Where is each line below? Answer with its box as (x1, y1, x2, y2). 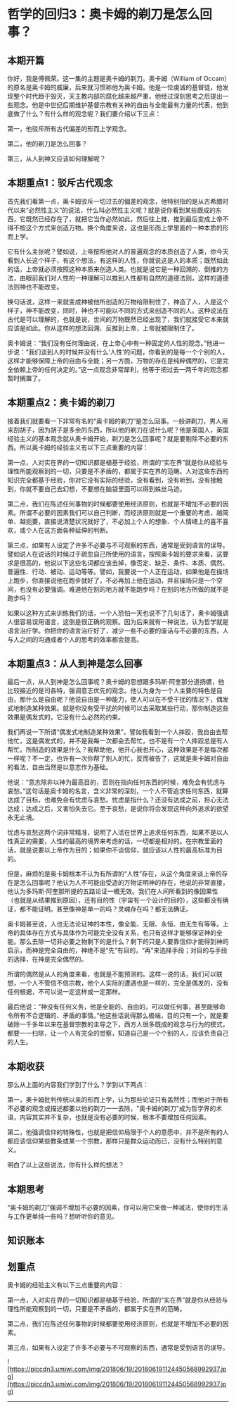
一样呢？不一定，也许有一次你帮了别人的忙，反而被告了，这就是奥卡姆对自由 (7, 755, 229, 763)
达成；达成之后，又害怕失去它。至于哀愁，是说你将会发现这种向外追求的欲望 (7, 805, 229, 813)
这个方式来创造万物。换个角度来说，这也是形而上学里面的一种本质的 (25, 223, 223, 232)
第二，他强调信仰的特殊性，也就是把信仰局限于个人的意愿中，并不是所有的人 (7, 1128, 229, 1136)
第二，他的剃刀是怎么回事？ (7, 139, 88, 148)
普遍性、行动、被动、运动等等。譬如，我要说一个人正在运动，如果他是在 (7, 567, 216, 576)
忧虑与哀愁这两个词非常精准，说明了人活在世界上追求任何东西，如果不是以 (7, 828, 223, 837)
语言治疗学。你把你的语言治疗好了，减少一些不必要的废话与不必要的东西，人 (7, 626, 229, 635)
